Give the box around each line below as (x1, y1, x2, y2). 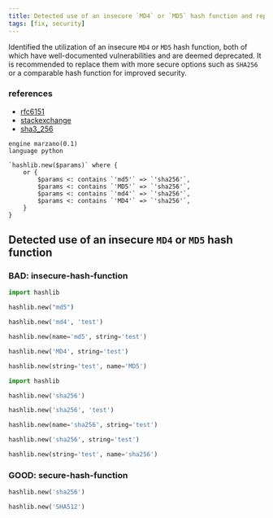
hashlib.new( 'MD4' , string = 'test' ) (8, 347, 129, 355)
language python (8, 147, 63, 155)
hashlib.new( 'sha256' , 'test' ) (8, 406, 115, 415)
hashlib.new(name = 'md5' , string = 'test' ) (8, 333, 148, 341)
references (8, 88, 53, 99)
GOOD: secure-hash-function (8, 469, 128, 481)
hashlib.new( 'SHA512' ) (8, 503, 85, 511)
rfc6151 (19, 107, 45, 116)
